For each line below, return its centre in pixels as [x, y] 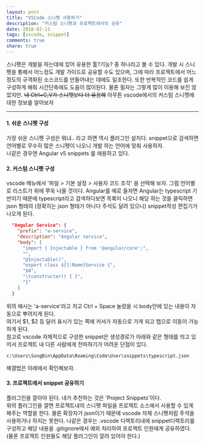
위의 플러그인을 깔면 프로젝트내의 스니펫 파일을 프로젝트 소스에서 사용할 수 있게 [100, 405]
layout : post [23, 12]
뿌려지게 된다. [39, 314]
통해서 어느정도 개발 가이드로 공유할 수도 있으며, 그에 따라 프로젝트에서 [101, 72]
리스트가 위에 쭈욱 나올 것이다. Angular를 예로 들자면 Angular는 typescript [102, 191]
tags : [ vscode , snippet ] [38, 35]
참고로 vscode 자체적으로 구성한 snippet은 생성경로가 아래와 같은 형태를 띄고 [98, 336]
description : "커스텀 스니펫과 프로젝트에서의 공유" [64, 23]
